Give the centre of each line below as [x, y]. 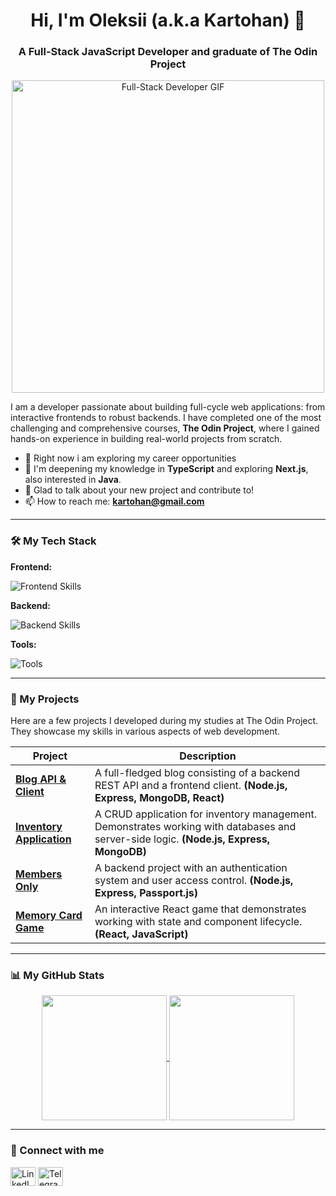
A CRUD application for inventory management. [206, 814]
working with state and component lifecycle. [198, 922]
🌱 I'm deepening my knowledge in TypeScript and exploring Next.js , [166, 469]
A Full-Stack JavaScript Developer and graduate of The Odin [168, 52]
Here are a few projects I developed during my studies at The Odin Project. [164, 721]
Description [208, 756]
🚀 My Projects [45, 699]
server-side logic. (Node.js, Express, [182, 839]
